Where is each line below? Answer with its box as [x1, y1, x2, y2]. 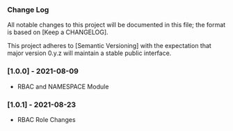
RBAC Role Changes [17, 115, 76, 123]
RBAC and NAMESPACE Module [17, 82, 109, 91]
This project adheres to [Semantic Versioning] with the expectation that [7, 42, 212, 50]
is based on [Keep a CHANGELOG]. [7, 28, 109, 36]
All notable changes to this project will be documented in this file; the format [7, 21, 226, 29]
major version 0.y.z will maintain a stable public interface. [7, 49, 172, 57]
